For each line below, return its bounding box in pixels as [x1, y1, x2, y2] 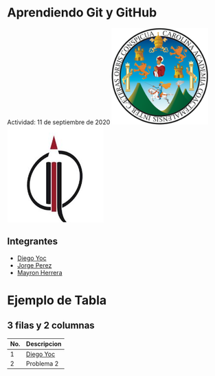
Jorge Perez [16, 261, 52, 269]
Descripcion [26, 340, 62, 348]
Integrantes [7, 235, 58, 248]
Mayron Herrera [16, 268, 63, 277]
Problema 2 [26, 359, 59, 368]
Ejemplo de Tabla [7, 292, 107, 308]
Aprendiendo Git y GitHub [7, 5, 157, 21]
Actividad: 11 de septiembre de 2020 [7, 118, 111, 126]
